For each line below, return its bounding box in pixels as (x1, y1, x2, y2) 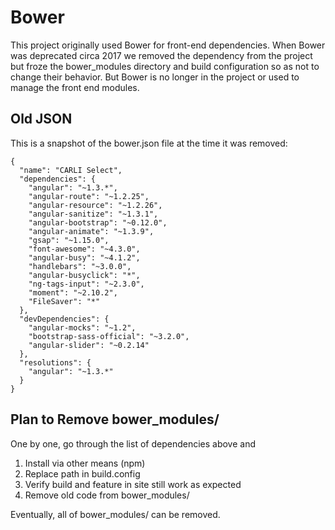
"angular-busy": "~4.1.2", (28, 252, 141, 263)
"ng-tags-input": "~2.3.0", (28, 279, 145, 289)
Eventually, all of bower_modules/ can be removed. (10, 508, 221, 520)
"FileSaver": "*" (28, 296, 101, 306)
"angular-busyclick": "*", (28, 270, 141, 280)
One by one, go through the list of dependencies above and (10, 437, 257, 450)
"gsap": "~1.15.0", (28, 235, 110, 245)
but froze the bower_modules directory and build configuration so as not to (10, 60, 320, 72)
